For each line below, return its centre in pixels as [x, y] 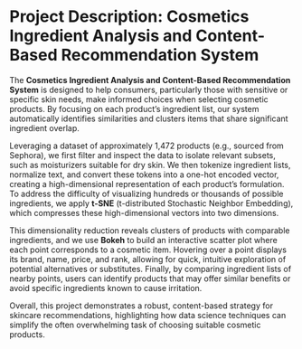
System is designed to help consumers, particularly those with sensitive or [149, 90]
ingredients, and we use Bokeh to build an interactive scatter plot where [143, 240]
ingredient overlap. [44, 127]
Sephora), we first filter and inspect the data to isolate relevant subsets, [142, 155]
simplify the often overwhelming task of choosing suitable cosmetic [135, 325]
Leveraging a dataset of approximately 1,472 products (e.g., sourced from [147, 146]
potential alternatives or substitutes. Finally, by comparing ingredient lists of [151, 269]
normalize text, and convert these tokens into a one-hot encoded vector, [144, 174]
